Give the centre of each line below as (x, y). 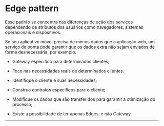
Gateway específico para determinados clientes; (61, 61)
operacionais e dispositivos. (33, 32)
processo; (22, 104)
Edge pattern (32, 9)
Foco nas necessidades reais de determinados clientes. (68, 71)
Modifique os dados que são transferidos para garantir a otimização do (84, 99)
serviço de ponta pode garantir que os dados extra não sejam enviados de (80, 47)
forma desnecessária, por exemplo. (41, 52)
